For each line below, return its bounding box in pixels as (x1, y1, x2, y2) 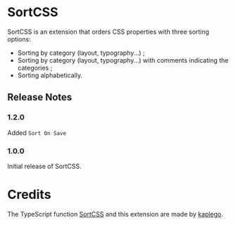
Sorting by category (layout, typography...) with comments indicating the (17, 56, 229, 64)
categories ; (17, 63, 53, 72)
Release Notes (7, 91, 73, 103)
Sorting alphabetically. (17, 71, 83, 79)
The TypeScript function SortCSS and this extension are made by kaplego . (7, 210, 223, 218)
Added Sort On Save (7, 128, 67, 137)
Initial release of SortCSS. (7, 162, 82, 170)
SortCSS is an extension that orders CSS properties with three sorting (7, 27, 210, 36)
